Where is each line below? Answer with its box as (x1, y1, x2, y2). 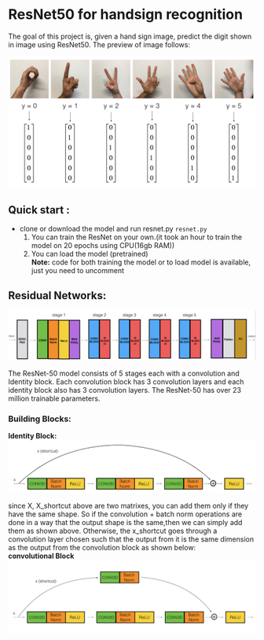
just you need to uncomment (31, 266, 124, 276)
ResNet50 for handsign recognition (8, 6, 244, 24)
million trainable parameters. (8, 394, 101, 403)
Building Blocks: (8, 413, 72, 424)
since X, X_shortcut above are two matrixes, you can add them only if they (8, 501, 249, 510)
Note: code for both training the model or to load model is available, (31, 257, 251, 267)
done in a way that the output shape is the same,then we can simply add (8, 517, 243, 527)
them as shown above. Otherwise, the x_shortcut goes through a (8, 526, 218, 535)
